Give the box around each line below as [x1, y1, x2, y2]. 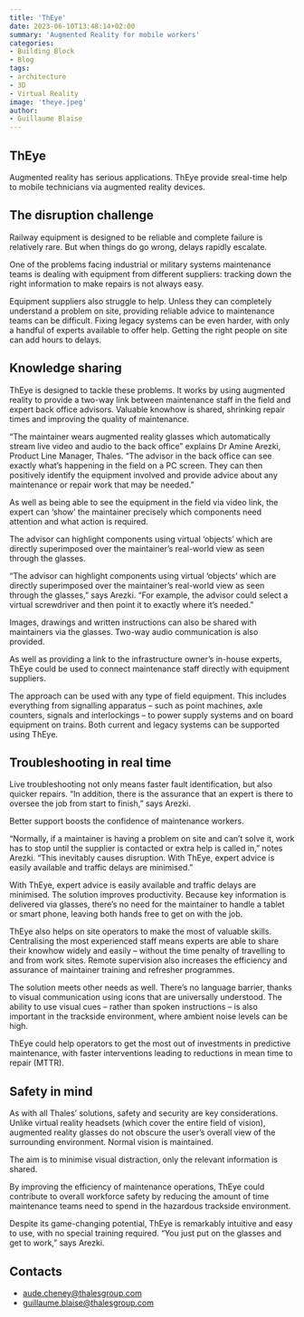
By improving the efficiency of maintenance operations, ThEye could [9, 1181, 265, 1192]
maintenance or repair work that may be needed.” [9, 479, 195, 490]
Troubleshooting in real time [9, 755, 172, 770]
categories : [9, 38, 54, 48]
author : [9, 106, 39, 115]
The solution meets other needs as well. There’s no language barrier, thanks [9, 982, 292, 993]
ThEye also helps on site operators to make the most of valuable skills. [9, 926, 272, 937]
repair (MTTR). [9, 1057, 65, 1069]
